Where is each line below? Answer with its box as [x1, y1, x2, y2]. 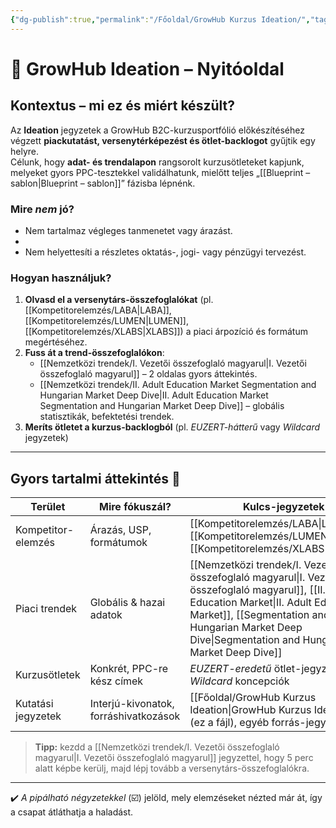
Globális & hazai [89, 596, 166, 610]
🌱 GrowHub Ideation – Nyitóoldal [10, 57, 285, 80]
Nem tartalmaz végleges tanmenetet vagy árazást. [24, 224, 233, 236]
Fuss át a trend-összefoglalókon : [24, 347, 165, 359]
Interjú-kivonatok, [89, 697, 175, 711]
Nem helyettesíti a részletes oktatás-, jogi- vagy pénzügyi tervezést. [24, 246, 307, 258]
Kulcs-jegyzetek [242, 500, 325, 514]
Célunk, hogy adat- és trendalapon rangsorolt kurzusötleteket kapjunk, [10, 156, 305, 168]
